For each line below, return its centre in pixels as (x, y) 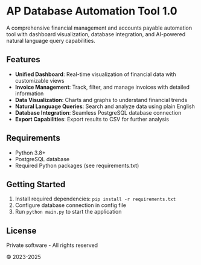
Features (23, 59)
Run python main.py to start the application (68, 212)
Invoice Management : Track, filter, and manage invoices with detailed (102, 87)
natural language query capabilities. (51, 40)
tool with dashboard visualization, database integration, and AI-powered (96, 34)
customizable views (40, 80)
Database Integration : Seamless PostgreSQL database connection (98, 112)
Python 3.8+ (30, 153)
